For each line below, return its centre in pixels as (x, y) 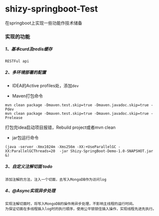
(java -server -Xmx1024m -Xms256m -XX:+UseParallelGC (61, 147)
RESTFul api (17, 61)
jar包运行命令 (25, 138)
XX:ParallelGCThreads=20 (30, 151)
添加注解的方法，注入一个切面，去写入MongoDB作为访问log (56, 179)
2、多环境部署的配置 (26, 72)
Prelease (14, 118)
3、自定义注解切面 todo (29, 167)
